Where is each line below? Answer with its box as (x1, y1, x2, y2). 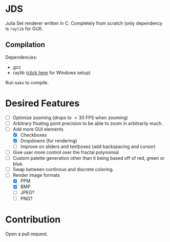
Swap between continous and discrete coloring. (12, 166, 114, 173)
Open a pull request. (5, 231, 49, 237)
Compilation (5, 41, 45, 49)
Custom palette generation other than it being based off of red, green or (12, 155, 165, 161)
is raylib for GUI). (5, 25, 44, 31)
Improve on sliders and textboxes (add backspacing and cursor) (20, 143, 156, 150)
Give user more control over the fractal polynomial (12, 150, 119, 156)
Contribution (5, 214, 61, 225)
